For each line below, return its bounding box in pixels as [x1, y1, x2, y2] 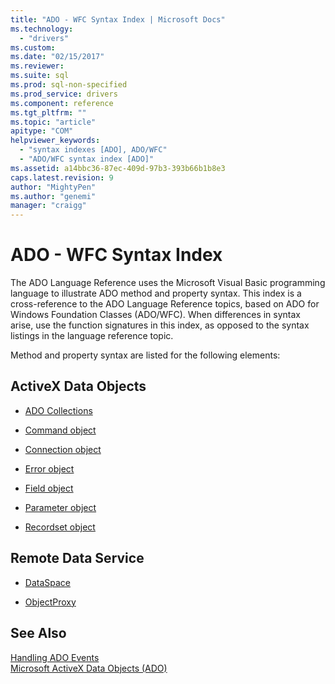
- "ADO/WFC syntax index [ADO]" [19, 154, 155, 164]
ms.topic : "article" [10, 117, 97, 127]
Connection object [24, 443, 102, 455]
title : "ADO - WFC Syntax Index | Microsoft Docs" [10, 14, 226, 25]
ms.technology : [10, 24, 74, 34]
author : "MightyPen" [10, 182, 97, 192]
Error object [24, 462, 75, 475]
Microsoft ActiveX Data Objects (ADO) [10, 662, 168, 674]
